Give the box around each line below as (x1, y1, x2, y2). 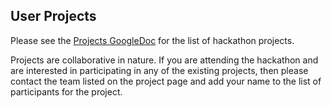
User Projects (10, 8, 97, 25)
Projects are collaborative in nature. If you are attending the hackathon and (10, 54, 319, 66)
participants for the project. (10, 85, 123, 98)
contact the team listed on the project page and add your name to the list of (10, 75, 322, 87)
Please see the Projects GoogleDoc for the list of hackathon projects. (10, 34, 295, 46)
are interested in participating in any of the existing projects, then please (10, 64, 309, 76)
